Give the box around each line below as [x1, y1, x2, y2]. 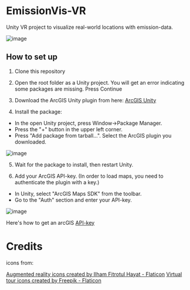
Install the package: [14, 108, 63, 115]
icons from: [6, 259, 34, 266]
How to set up [6, 52, 57, 62]
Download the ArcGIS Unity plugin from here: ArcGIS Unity [14, 96, 157, 104]
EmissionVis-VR [6, 4, 86, 18]
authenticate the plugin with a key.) [14, 178, 100, 186]
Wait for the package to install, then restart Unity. [14, 161, 134, 168]
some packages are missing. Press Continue [14, 85, 123, 92]
